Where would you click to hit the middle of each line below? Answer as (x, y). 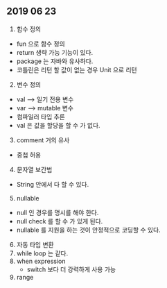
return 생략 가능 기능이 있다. (55, 52)
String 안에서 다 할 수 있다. (53, 184)
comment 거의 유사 (43, 140)
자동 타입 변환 (35, 244)
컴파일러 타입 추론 (41, 117)
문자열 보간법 (34, 169)
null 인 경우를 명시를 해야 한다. (58, 212)
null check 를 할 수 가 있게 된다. (60, 221)
